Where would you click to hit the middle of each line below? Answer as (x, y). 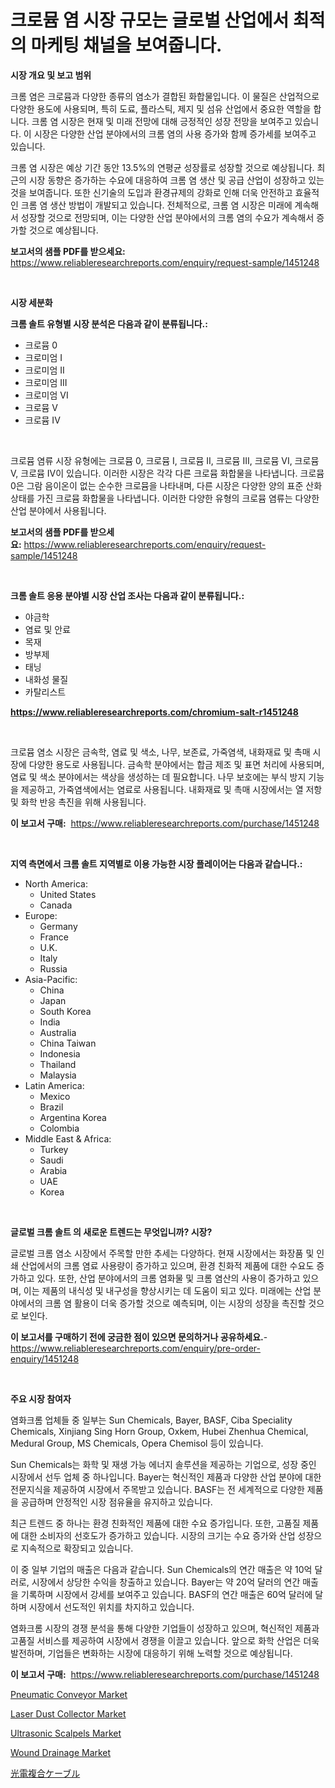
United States (68, 894)
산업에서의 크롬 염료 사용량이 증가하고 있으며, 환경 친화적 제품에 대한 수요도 (167, 1265)
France (54, 937)
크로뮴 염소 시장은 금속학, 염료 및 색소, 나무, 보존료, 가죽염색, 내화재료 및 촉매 (160, 752)
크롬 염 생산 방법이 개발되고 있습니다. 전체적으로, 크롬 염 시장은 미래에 (156, 205)
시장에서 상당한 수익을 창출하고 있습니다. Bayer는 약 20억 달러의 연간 (166, 1582)
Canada (56, 905)
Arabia (53, 1170)
